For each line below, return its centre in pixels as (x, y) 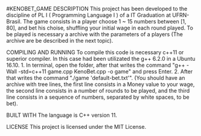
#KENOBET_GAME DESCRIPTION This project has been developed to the (97, 9)
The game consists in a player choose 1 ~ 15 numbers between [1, (105, 21)
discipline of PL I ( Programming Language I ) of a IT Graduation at (88, 15)
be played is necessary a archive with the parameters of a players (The (94, 34)
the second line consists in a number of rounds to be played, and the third (98, 91)
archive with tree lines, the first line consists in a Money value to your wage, (101, 84)
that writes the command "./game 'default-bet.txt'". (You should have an (96, 78)
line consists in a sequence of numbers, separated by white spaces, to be (98, 97)
